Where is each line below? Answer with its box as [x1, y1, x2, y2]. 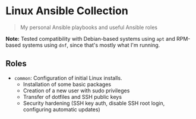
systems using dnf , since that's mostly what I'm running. [22, 41, 160, 49]
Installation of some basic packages [23, 81, 111, 88]
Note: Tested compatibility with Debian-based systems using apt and [5, 35, 176, 42]
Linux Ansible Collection [5, 4, 128, 18]
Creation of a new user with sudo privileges [23, 87, 130, 94]
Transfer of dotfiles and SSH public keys [23, 93, 122, 100]
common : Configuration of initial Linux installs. [14, 74, 122, 81]
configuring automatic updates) [23, 105, 100, 113]
